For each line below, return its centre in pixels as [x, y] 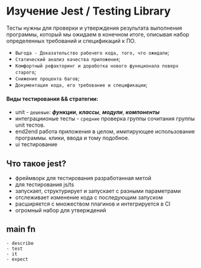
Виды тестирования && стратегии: [52, 99]
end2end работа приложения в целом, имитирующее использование [105, 132]
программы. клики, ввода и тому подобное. [72, 138]
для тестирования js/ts [45, 184]
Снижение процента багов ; [47, 78]
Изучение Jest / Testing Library [89, 11]
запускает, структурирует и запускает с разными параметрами [98, 191]
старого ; [26, 72]
